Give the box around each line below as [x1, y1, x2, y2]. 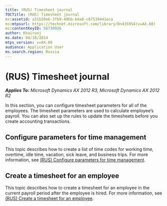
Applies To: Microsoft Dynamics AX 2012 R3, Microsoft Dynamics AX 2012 [5, 87, 160, 93]
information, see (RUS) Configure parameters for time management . [5, 157, 146, 163]
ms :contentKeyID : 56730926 [5, 26, 62, 31]
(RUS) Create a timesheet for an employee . [5, 195, 94, 201]
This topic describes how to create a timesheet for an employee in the [5, 185, 150, 191]
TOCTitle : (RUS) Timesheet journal [5, 12, 80, 17]
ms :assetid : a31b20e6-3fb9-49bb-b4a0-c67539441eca [5, 17, 113, 22]
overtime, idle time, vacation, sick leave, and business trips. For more [5, 151, 148, 158]
